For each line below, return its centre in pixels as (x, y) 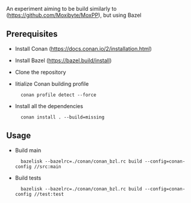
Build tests (28, 178)
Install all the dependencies (49, 106)
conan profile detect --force (58, 95)
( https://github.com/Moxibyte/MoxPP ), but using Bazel (74, 15)
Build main (28, 150)
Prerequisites (32, 34)
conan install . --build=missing (63, 117)
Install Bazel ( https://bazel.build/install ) (63, 60)
